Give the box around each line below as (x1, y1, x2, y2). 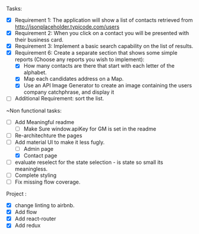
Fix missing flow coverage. (14, 178, 81, 185)
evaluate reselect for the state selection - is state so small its (14, 159, 163, 166)
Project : (6, 190, 27, 198)
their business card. (14, 36, 64, 43)
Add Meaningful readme (14, 118, 74, 125)
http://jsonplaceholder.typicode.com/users (14, 23, 120, 30)
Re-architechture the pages (14, 132, 83, 139)
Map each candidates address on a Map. (23, 75, 124, 83)
